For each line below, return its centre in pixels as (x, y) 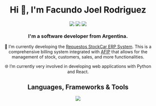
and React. (78, 72)
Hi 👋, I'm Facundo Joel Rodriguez (78, 10)
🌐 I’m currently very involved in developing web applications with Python (78, 66)
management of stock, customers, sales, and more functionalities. (78, 57)
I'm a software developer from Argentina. (78, 36)
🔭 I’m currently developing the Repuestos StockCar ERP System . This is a (78, 47)
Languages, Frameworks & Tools (78, 87)
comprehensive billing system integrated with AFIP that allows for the (78, 52)
